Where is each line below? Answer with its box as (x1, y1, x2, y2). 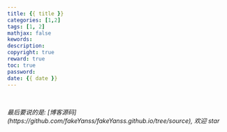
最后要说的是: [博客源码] (7, 108, 77, 117)
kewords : (7, 36, 33, 43)
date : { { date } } (7, 74, 58, 82)
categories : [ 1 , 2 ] (7, 17, 61, 24)
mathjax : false (7, 29, 52, 37)
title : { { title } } (7, 10, 64, 17)
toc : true (7, 62, 36, 69)
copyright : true (7, 49, 54, 56)
